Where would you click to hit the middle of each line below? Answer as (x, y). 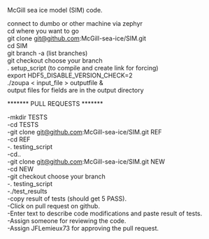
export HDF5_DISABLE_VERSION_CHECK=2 (70, 75)
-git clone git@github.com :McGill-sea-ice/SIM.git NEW (86, 162)
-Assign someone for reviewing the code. (67, 221)
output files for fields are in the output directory (76, 90)
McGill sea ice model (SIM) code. (55, 10)
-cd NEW (20, 169)
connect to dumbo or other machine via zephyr (75, 23)
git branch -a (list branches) (48, 53)
